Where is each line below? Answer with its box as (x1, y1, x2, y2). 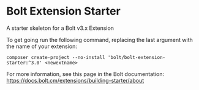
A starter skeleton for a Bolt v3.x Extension (6, 24, 115, 32)
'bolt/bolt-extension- (107, 54, 166, 60)
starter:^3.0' (6, 60, 43, 66)
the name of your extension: (6, 43, 78, 50)
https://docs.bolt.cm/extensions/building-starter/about (6, 77, 145, 84)
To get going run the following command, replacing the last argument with (6, 36, 193, 43)
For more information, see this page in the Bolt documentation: (6, 70, 164, 77)
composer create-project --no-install (6, 54, 105, 60)
